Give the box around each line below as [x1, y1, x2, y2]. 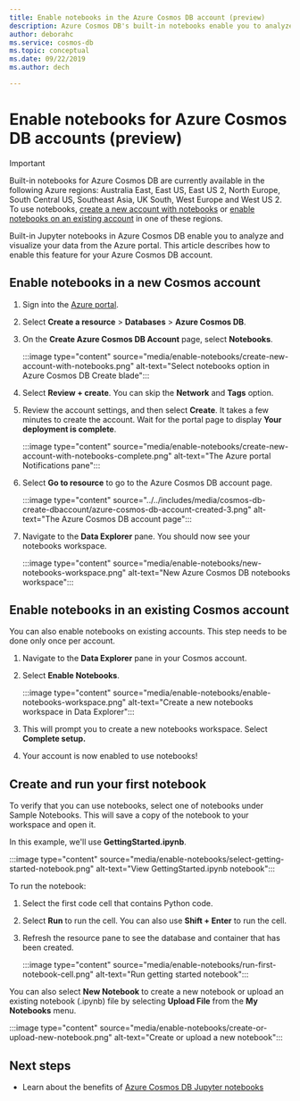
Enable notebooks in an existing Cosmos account [9, 602, 290, 618]
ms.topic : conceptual [9, 46, 90, 55]
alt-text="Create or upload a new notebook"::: [113, 1032, 283, 1043]
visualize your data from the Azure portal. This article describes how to [9, 240, 271, 250]
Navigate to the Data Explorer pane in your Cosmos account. [21, 653, 247, 664]
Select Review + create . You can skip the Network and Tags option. [21, 387, 274, 398]
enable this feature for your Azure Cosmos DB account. [9, 249, 213, 260]
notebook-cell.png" [21, 969, 94, 979]
